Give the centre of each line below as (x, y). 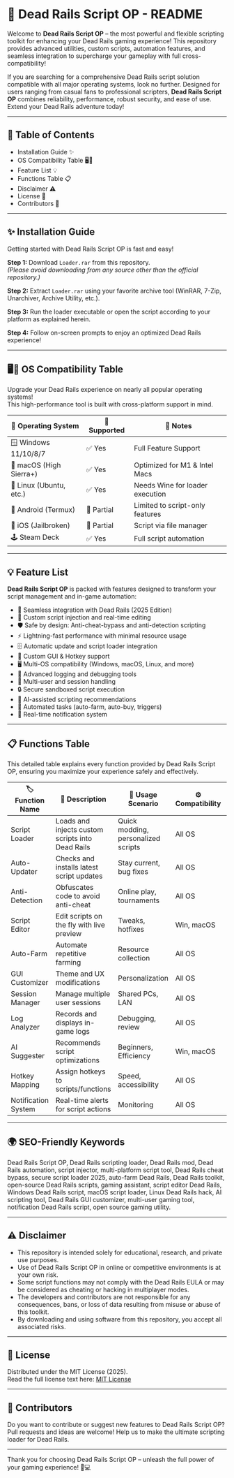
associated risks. (41, 1326)
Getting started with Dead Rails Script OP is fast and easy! (91, 249)
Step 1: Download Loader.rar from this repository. (79, 262)
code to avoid (78, 896)
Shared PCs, (138, 994)
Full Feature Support (167, 448)
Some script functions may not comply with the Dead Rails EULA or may (120, 1282)
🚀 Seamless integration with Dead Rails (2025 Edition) (94, 610)
